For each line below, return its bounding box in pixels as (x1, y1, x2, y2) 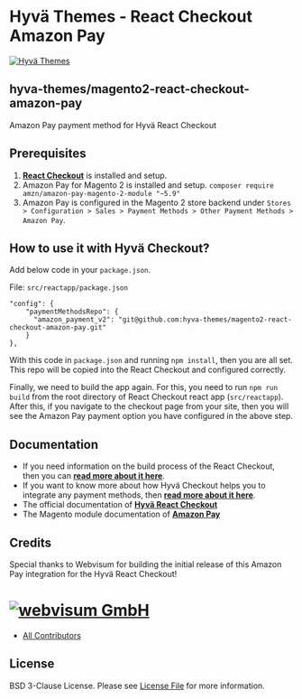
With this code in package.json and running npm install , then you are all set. (9, 355, 293, 366)
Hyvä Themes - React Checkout (9, 6, 252, 27)
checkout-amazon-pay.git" (9, 323, 106, 332)
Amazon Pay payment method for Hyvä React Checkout (9, 119, 217, 130)
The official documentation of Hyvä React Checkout (22, 499, 218, 510)
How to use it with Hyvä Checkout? (9, 240, 210, 256)
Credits (9, 535, 52, 550)
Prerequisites (9, 146, 87, 162)
